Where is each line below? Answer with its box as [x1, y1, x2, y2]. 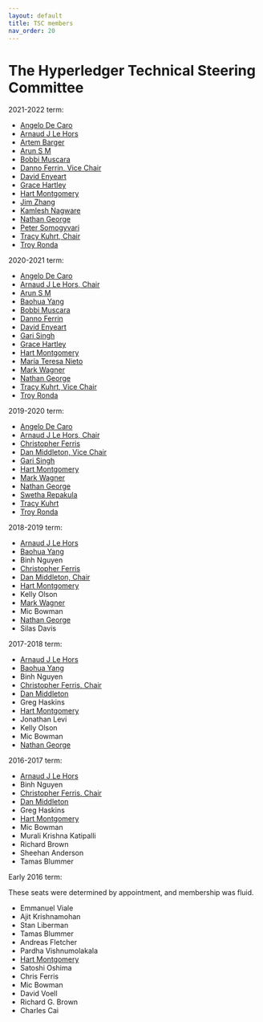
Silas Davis [19, 623, 57, 633]
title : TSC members [8, 19, 74, 27]
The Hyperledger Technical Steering [8, 61, 257, 80]
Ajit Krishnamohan [19, 912, 81, 922]
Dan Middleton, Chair [19, 572, 91, 583]
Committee [8, 78, 84, 96]
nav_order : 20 [8, 27, 56, 35]
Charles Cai [19, 1006, 59, 1016]
